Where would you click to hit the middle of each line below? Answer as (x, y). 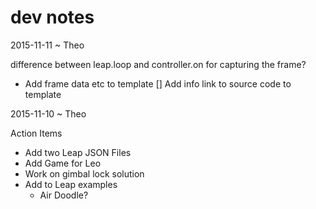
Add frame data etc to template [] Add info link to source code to (158, 83)
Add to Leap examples (71, 184)
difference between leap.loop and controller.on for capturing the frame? (158, 64)
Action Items (36, 133)
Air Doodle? (64, 195)
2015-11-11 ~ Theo (47, 45)
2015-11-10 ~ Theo (48, 113)
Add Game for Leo (63, 163)
